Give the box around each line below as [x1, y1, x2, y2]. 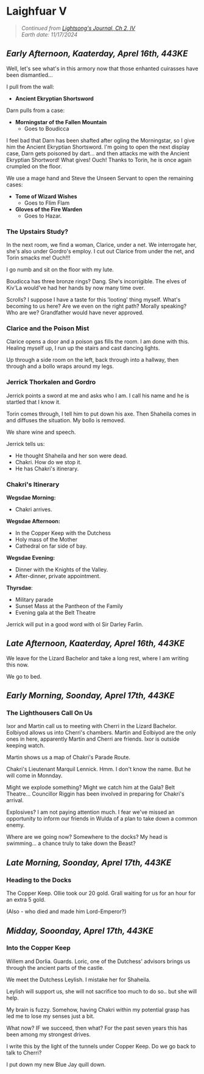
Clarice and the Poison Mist [6, 324, 90, 333]
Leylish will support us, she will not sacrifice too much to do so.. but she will [6, 987, 197, 995]
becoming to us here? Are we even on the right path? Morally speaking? [6, 303, 187, 310]
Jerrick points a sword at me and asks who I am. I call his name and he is [6, 392, 190, 399]
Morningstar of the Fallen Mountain [15, 118, 107, 125]
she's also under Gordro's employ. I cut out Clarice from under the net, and [6, 248, 195, 255]
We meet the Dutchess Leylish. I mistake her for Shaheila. [6, 976, 151, 983]
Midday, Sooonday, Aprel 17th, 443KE [6, 925, 154, 936]
